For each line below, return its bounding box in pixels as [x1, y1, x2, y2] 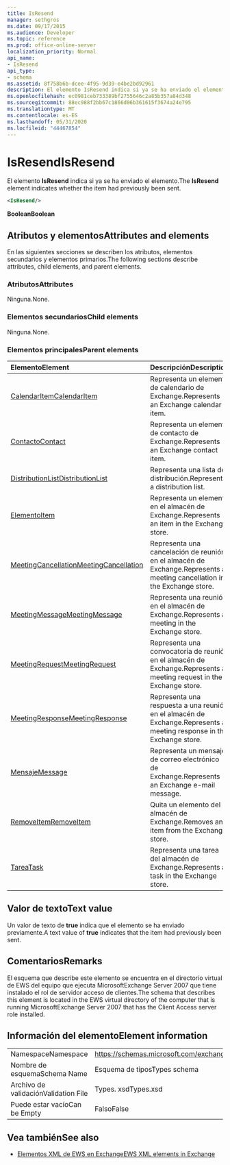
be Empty [10, 1108, 42, 1118]
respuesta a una [149, 700, 202, 710]
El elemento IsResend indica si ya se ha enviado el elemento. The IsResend [7, 177, 219, 185]
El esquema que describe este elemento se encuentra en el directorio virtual [7, 974, 222, 982]
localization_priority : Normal [7, 49, 97, 56]
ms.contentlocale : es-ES [7, 112, 78, 119]
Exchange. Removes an [149, 817, 224, 826]
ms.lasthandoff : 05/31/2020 [7, 118, 88, 125]
